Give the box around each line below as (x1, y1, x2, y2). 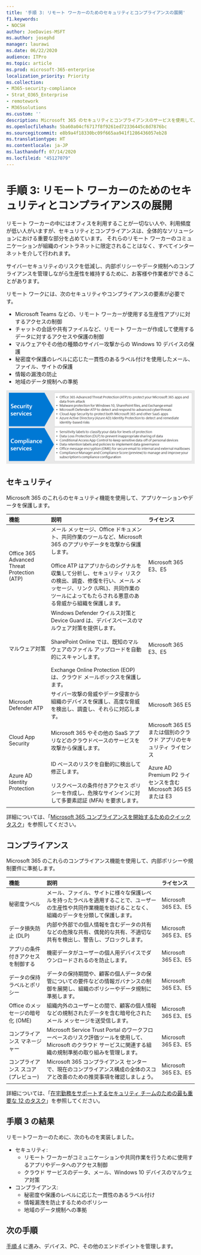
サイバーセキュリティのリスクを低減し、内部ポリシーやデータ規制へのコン (6, 262, 190, 269)
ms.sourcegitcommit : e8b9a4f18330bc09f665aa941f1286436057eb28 (6, 130, 167, 136)
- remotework (6, 98, 39, 104)
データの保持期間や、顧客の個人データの (47, 969, 147, 977)
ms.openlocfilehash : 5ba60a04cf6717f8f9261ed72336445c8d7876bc (6, 124, 167, 130)
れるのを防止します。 (78, 957, 130, 964)
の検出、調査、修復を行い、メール (50, 577, 135, 584)
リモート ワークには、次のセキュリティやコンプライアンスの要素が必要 (6, 290, 180, 297)
